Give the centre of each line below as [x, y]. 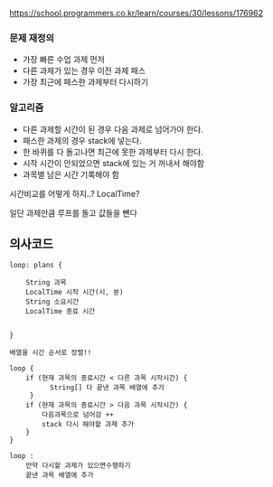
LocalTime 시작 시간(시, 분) [75, 293]
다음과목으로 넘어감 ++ [78, 415]
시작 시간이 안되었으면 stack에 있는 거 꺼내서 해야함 [113, 163]
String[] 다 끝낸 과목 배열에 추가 [107, 388]
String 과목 [46, 283]
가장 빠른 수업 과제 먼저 [64, 60]
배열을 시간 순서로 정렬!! [51, 353]
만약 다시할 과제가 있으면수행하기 [78, 466]
